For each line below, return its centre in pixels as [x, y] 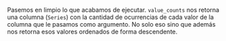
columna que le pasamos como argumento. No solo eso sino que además [111, 24]
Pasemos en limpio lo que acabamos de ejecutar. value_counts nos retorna [113, 10]
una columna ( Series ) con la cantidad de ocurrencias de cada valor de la [111, 17]
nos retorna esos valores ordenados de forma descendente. [92, 31]
